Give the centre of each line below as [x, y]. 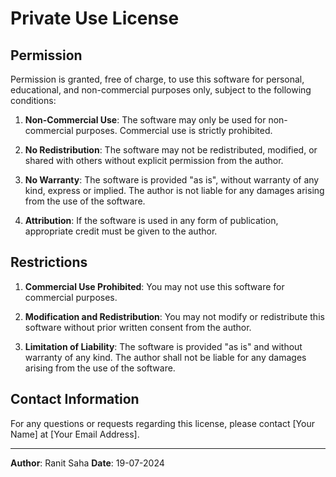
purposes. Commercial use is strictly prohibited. [174, 130]
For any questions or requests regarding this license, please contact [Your [162, 423]
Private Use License [95, 18]
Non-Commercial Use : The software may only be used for [145, 120]
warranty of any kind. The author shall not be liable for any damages [165, 357]
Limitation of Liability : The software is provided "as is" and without [163, 346]
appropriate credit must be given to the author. [121, 231]
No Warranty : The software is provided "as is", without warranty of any [172, 180]
